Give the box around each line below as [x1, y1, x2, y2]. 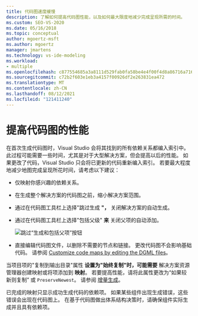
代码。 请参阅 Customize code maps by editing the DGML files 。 [14, 249, 171, 256]
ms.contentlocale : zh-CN [6, 85, 67, 91]
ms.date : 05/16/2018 [6, 25, 57, 31]
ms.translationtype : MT [6, 80, 65, 86]
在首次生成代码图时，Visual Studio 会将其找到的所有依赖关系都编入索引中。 [6, 144, 190, 151]
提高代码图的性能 [6, 123, 90, 137]
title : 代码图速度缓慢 [6, 8, 56, 15]
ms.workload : [6, 58, 38, 64]
